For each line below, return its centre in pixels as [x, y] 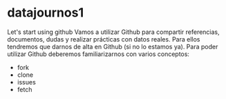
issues [26, 82]
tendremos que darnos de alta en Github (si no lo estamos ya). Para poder [113, 46]
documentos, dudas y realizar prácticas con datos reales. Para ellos [104, 39]
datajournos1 [46, 13]
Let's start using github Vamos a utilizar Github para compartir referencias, [113, 32]
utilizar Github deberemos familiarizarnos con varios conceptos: [98, 54]
